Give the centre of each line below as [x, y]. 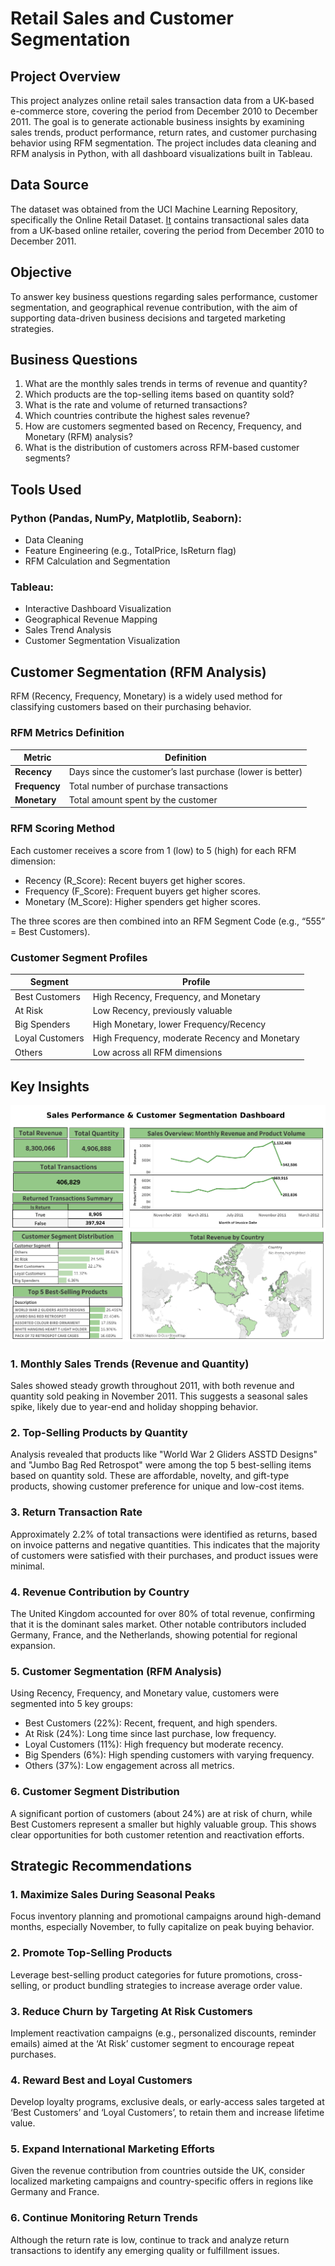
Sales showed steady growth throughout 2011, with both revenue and [152, 1386]
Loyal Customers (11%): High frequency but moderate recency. [154, 1744]
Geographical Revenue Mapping [91, 619]
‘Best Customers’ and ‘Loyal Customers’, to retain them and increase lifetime [167, 2113]
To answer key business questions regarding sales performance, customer [164, 296]
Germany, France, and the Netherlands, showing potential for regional [154, 1635]
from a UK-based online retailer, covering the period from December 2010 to [167, 230]
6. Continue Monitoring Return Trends [104, 2218]
